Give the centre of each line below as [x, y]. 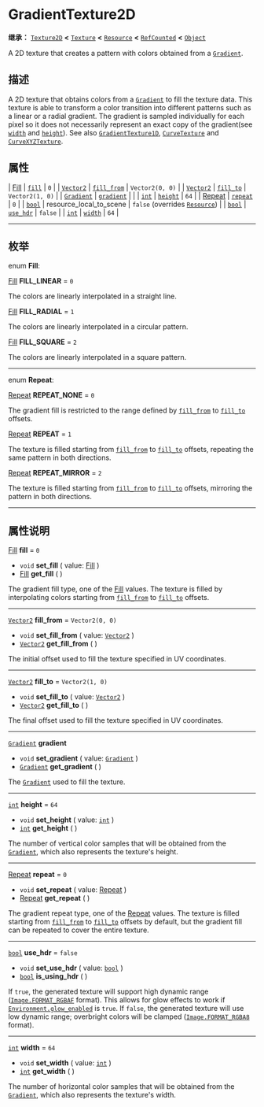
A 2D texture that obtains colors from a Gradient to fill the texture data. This [130, 99]
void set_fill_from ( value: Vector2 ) [77, 635]
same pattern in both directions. [60, 457]
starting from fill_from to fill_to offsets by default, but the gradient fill [125, 922]
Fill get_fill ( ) [41, 574]
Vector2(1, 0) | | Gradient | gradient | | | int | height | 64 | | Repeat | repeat [130, 195]
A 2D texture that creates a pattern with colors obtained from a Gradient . [126, 53]
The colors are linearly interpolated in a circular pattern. [98, 327]
